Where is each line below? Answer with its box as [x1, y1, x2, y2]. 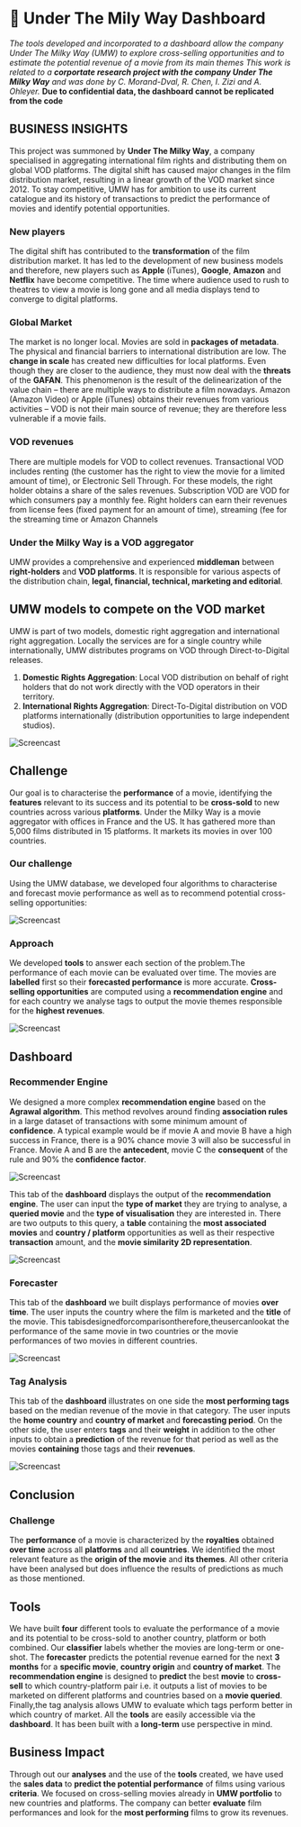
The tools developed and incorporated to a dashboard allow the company [9, 38, 284, 49]
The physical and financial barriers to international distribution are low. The [9, 346, 287, 357]
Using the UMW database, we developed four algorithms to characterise [9, 877, 278, 888]
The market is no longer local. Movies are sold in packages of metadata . [9, 337, 279, 348]
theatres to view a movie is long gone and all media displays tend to [9, 284, 261, 295]
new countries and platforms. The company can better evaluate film [9, 1797, 262, 1808]
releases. [9, 654, 43, 665]
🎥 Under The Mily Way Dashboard [9, 8, 266, 29]
